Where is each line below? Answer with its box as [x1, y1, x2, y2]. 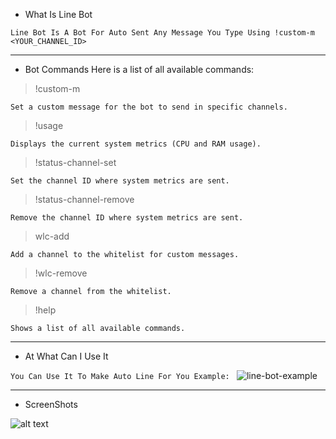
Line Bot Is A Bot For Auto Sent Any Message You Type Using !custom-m [10, 28, 315, 38]
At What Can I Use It [24, 350, 109, 362]
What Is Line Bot [24, 9, 93, 20]
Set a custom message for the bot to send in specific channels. [10, 102, 288, 112]
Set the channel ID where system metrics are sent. [10, 176, 230, 186]
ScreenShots [24, 399, 78, 410]
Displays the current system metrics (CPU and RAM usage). [10, 139, 262, 149]
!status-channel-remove [34, 194, 135, 205]
